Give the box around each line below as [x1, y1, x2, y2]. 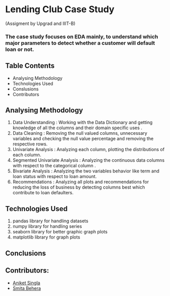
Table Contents [5, 62, 55, 70]
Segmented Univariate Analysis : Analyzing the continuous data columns [12, 157, 165, 163]
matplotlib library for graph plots [12, 234, 80, 240]
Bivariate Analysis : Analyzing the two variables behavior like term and [12, 168, 160, 174]
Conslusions [12, 85, 39, 92]
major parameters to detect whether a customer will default [5, 39, 155, 46]
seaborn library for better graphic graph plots [12, 229, 108, 235]
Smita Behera [12, 285, 41, 291]
